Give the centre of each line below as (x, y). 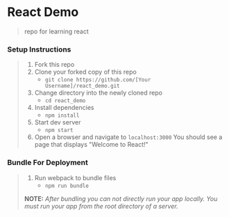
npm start (59, 130)
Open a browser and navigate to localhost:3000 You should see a (128, 137)
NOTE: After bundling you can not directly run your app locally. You (121, 198)
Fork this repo (54, 65)
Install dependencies (64, 108)
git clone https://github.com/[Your (98, 80)
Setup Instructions (39, 49)
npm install (62, 115)
